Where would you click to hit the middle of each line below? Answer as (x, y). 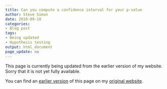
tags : (11, 33)
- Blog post (18, 28)
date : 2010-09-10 (23, 19)
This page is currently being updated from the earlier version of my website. (84, 66)
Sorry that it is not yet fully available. (43, 71)
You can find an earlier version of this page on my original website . (74, 81)
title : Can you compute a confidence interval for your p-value (74, 10)
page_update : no (22, 51)
